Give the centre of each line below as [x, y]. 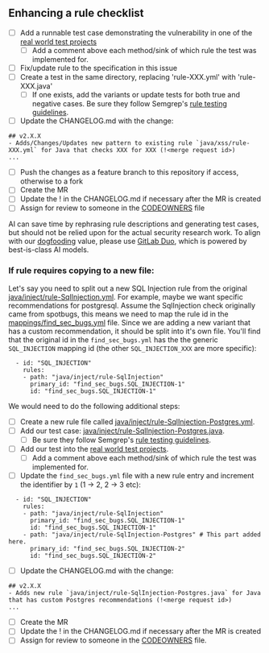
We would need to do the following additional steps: [94, 406]
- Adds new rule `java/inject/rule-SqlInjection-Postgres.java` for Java [135, 593]
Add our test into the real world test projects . [94, 448]
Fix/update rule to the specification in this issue [99, 68]
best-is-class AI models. [49, 250]
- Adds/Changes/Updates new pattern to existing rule [101, 143]
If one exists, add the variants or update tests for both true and [136, 95]
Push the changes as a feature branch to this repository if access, [129, 172]
